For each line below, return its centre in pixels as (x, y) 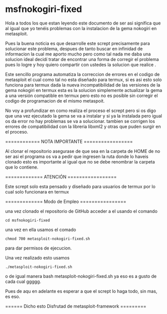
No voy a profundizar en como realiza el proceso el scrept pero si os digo (81, 110)
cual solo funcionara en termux (37, 191)
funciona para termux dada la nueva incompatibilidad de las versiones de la (83, 85)
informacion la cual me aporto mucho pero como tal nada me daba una (78, 54)
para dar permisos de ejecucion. (39, 248)
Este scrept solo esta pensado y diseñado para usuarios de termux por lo (80, 186)
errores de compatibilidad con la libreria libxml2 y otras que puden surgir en (83, 126)
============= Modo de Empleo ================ (66, 201)
